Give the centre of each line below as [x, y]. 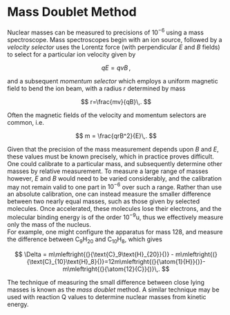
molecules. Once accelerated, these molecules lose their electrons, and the [115, 209]
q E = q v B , [116, 68]
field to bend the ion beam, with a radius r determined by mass [96, 88]
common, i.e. [26, 122]
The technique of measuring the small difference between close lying [106, 282]
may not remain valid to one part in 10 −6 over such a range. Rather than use [115, 186]
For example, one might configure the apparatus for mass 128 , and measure [115, 232]
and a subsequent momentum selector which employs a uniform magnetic [113, 81]
